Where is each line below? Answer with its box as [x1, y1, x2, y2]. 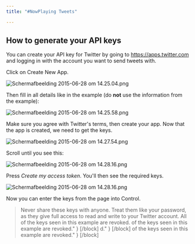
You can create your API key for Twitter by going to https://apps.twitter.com [6, 51, 189, 58]
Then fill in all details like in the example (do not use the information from [6, 92, 183, 99]
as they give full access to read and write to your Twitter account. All [20, 213, 187, 220]
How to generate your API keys [6, 36, 122, 46]
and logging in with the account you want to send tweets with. [6, 57, 157, 65]
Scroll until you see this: [6, 149, 64, 156]
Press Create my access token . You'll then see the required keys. [6, 172, 164, 179]
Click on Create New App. [6, 69, 69, 76]
